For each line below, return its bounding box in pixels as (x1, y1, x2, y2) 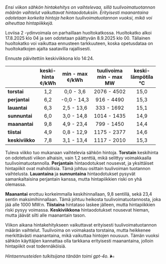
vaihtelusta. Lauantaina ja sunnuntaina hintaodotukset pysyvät (5, 171, 136, 177)
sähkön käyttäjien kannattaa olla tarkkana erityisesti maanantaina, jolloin (5, 238, 154, 244)
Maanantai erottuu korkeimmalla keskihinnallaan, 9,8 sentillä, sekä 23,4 (5, 191, 153, 197)
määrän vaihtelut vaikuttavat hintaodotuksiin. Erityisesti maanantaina (5, 9, 149, 15)
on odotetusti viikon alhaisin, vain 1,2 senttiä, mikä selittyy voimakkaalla (5, 155, 152, 161)
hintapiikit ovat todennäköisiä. (5, 243, 66, 249)
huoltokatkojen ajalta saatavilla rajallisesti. (5, 46, 91, 51)
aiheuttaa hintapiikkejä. (5, 20, 54, 26)
